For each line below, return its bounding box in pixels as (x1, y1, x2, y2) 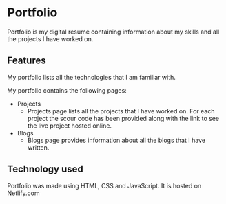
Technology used (7, 163, 84, 175)
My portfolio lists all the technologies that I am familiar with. (7, 73, 176, 81)
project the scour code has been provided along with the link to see (27, 114, 219, 122)
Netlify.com (7, 189, 40, 197)
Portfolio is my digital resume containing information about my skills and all (7, 27, 220, 36)
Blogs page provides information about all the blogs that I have (27, 136, 205, 144)
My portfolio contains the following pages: (7, 86, 127, 94)
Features (7, 55, 46, 67)
